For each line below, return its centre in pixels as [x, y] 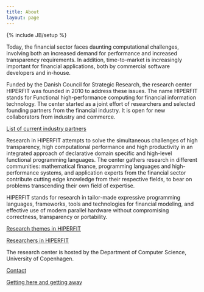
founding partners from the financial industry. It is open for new [86, 110]
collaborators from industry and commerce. [61, 117]
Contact [16, 270]
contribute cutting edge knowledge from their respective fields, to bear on [99, 179]
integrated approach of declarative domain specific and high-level [89, 153]
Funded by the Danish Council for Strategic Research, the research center [99, 84]
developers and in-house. [39, 72]
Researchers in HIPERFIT [37, 240]
